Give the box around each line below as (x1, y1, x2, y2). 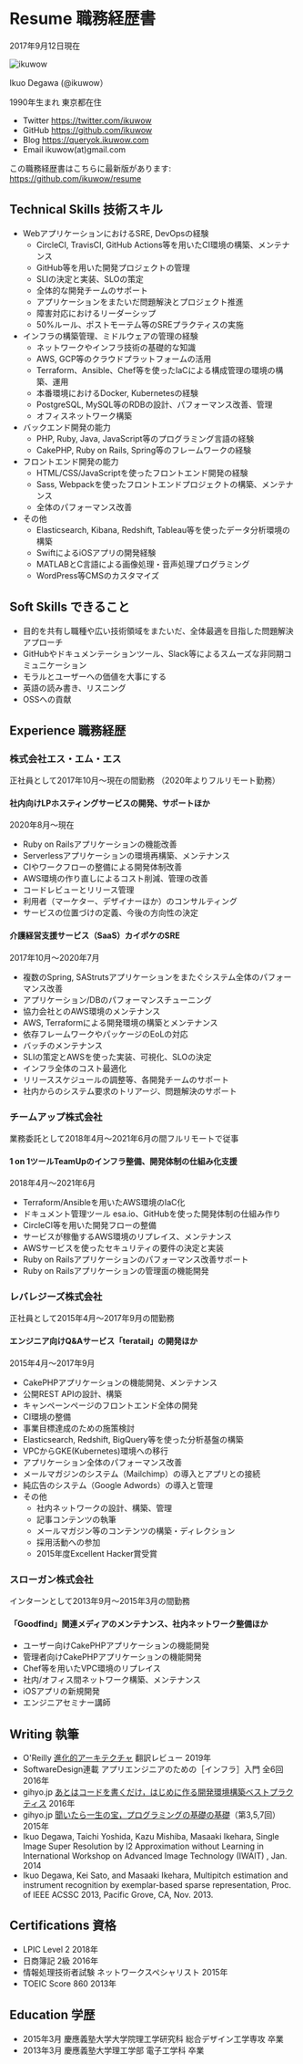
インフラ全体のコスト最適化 (22, 1062, 127, 1073)
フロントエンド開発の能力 (22, 455, 119, 466)
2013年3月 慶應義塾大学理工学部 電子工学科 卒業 (22, 2045, 205, 2056)
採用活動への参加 (35, 1537, 101, 1548)
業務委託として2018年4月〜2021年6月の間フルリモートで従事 (9, 1132, 239, 1143)
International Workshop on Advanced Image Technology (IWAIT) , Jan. (22, 1850, 288, 1861)
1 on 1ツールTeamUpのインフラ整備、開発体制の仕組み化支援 (9, 1155, 238, 1166)
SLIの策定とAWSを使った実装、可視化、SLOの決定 (22, 1051, 212, 1062)
